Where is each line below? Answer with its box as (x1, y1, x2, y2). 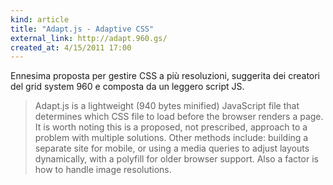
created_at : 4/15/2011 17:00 (10, 42, 132, 53)
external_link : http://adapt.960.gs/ (10, 33, 168, 43)
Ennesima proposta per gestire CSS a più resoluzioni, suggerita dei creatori (10, 70, 321, 82)
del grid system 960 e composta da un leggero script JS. (10, 81, 245, 93)
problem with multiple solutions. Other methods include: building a (34, 132, 309, 144)
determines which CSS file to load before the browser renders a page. (34, 111, 324, 123)
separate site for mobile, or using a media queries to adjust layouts (34, 142, 310, 155)
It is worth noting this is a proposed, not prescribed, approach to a (34, 121, 308, 133)
